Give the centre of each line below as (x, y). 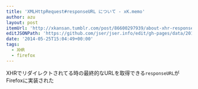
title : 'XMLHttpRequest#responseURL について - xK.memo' (76, 11)
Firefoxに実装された (30, 80)
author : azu (21, 17)
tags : (13, 45)
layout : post (22, 22)
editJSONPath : (24, 34)
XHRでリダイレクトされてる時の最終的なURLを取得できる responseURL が (93, 73)
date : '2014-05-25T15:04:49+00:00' (50, 39)
